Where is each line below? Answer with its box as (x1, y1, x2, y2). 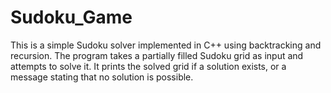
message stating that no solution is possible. (10, 71, 194, 83)
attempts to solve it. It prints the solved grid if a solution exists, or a (10, 60, 287, 72)
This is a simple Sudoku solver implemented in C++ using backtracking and (10, 39, 322, 51)
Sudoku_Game (10, 6, 133, 29)
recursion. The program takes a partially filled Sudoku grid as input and (10, 49, 304, 61)
